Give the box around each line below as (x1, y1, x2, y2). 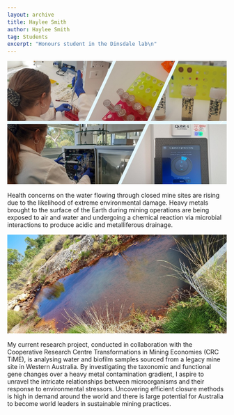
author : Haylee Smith (7, 26, 70, 33)
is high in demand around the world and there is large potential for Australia (7, 392, 224, 400)
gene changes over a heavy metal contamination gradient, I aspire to (7, 370, 204, 378)
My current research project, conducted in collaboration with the (7, 340, 193, 348)
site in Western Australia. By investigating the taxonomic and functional (7, 362, 211, 370)
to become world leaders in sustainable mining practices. (7, 399, 172, 407)
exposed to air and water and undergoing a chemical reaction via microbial (7, 213, 222, 221)
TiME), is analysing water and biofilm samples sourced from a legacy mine (7, 355, 221, 363)
